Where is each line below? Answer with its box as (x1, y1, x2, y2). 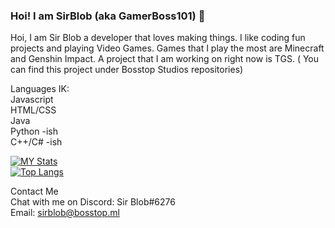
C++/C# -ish (10, 136, 63, 148)
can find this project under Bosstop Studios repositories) (10, 64, 244, 76)
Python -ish (10, 125, 58, 138)
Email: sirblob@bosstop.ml (10, 207, 120, 219)
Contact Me (10, 185, 59, 198)
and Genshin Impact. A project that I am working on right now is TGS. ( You (10, 53, 320, 65)
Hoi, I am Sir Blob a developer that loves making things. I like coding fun (10, 32, 306, 44)
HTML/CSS (10, 104, 57, 116)
